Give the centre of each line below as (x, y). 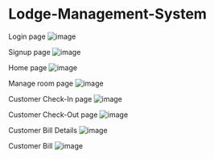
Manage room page (41, 83)
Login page (27, 36)
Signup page (29, 52)
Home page (28, 67)
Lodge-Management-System (108, 14)
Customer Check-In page (50, 98)
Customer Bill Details (43, 130)
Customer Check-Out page (53, 115)
